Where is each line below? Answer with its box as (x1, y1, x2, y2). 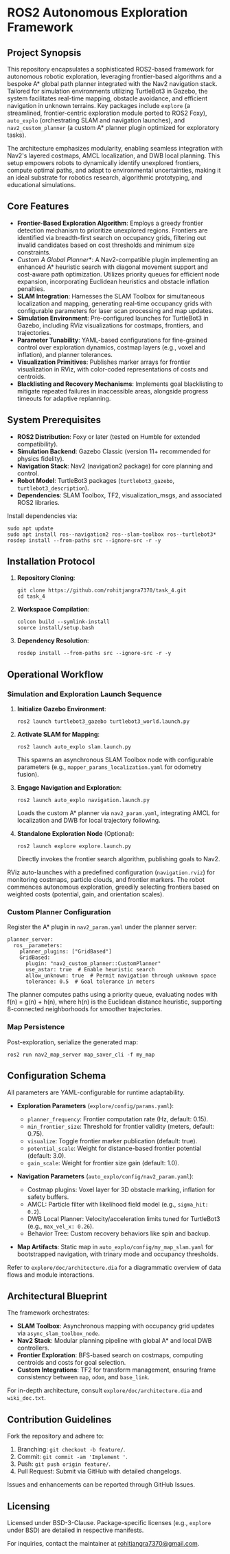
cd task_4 (16, 593, 46, 600)
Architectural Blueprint (7, 1290, 108, 1302)
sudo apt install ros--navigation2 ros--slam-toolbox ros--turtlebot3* (7, 531, 216, 538)
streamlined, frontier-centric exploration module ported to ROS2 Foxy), (7, 109, 207, 117)
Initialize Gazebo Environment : (16, 705, 106, 713)
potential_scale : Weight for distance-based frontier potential (27, 1144, 202, 1152)
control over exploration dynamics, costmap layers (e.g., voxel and (16, 343, 206, 352)
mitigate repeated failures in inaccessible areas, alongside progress (16, 387, 209, 395)
